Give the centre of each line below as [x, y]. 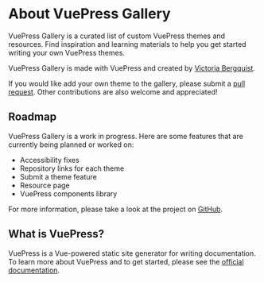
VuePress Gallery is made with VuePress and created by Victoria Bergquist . [132, 68]
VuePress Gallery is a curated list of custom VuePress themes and [116, 36]
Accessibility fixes [49, 160]
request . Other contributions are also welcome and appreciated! [113, 91]
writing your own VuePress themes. [67, 52]
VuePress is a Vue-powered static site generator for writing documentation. [132, 253]
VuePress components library [68, 193]
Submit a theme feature [58, 176]
